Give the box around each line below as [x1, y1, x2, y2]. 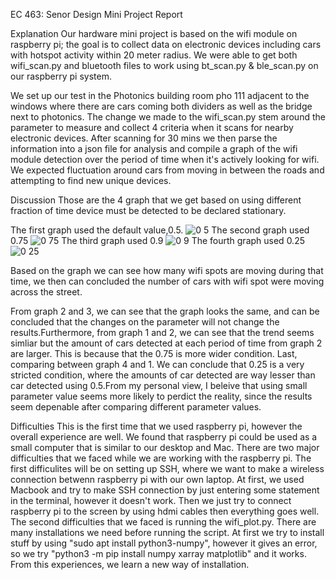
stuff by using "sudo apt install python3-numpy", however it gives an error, [10, 537, 318, 549]
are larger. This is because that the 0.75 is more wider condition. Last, [10, 348, 298, 359]
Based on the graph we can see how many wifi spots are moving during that [10, 265, 324, 276]
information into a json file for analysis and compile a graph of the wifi [10, 143, 298, 154]
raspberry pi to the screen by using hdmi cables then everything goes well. [10, 505, 320, 517]
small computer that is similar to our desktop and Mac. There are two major [10, 442, 320, 453]
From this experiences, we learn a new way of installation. [10, 559, 250, 570]
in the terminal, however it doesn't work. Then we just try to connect [10, 495, 292, 506]
